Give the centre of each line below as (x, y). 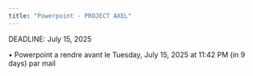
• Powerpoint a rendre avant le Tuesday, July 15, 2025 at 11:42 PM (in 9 (127, 54)
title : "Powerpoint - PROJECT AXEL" (70, 16)
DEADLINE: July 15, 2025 (50, 39)
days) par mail (32, 63)
